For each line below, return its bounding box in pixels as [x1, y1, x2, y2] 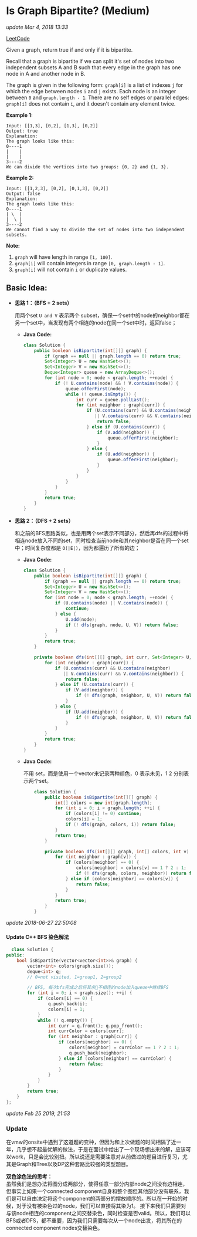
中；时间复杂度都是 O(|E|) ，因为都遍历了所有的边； [14, 544, 140, 551]
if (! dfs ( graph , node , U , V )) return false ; [65, 622, 179, 628]
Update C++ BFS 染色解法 [6, 933, 69, 940]
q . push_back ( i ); [47, 1001, 88, 1007]
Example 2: [6, 174, 34, 181]
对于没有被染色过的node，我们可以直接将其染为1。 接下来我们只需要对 [16, 1202, 186, 1209]
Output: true [6, 128, 38, 134]
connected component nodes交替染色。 [6, 1225, 103, 1231]
